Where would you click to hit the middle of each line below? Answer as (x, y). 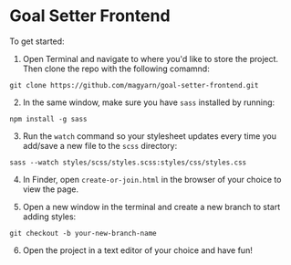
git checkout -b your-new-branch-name (83, 233)
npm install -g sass (49, 119)
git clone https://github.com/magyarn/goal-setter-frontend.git (134, 85)
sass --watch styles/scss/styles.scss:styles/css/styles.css (128, 162)
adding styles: (49, 217)
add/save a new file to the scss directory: (100, 145)
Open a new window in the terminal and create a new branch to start (151, 207)
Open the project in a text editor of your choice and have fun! (137, 250)
